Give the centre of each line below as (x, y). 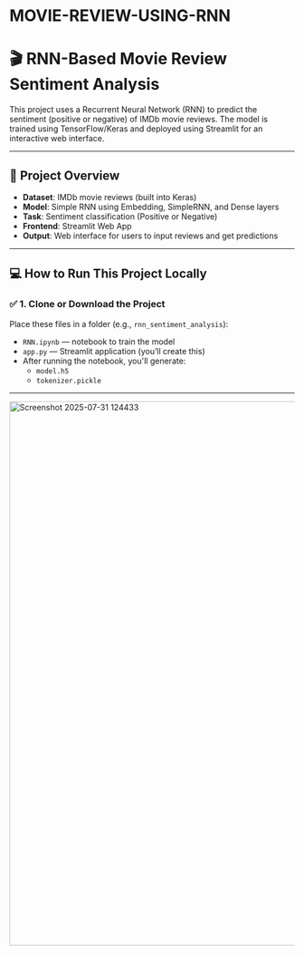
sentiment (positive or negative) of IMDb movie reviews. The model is (139, 120)
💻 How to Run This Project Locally (108, 274)
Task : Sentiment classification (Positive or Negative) (120, 216)
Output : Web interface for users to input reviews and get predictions (150, 236)
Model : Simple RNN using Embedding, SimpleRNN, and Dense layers (151, 207)
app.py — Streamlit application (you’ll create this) (114, 351)
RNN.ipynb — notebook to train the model (99, 342)
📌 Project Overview (65, 175)
